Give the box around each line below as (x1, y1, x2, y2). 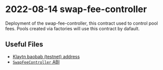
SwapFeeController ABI (12, 59, 60, 65)
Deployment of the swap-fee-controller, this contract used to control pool (5, 20, 158, 26)
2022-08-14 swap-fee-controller (5, 4, 147, 15)
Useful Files (5, 40, 43, 49)
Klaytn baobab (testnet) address (12, 53, 80, 59)
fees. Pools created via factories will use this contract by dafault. (5, 25, 140, 31)
